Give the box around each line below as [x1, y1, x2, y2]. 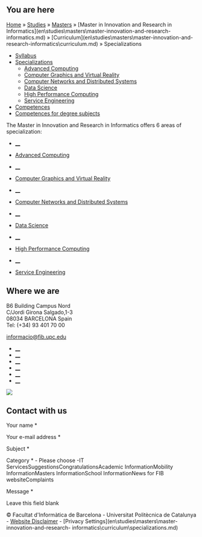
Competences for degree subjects [14, 109, 101, 117]
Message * [6, 488, 34, 495]
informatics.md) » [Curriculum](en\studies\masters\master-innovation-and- [6, 33, 194, 41]
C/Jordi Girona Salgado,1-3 [6, 308, 74, 316]
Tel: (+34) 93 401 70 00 [6, 321, 65, 328]
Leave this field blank [6, 500, 59, 507]
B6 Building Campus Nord [6, 302, 71, 309]
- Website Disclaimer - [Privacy [6, 518, 84, 525]
